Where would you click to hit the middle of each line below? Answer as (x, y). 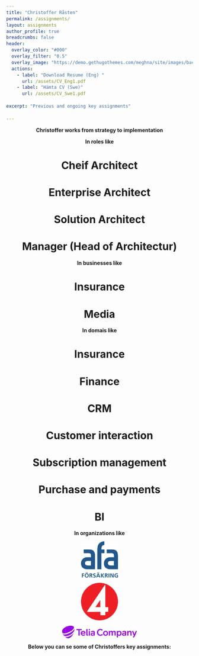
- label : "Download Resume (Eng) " (61, 75)
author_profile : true (33, 31)
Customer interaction (99, 436)
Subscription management (99, 463)
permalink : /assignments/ (38, 19)
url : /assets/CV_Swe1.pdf (54, 94)
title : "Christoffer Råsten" (42, 12)
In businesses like (99, 263)
